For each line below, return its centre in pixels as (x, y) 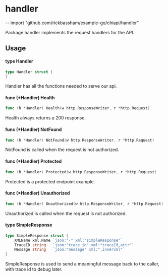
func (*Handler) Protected (34, 161)
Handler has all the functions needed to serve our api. (61, 86)
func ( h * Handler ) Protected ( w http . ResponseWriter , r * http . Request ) (81, 172)
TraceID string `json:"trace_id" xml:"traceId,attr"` (74, 245)
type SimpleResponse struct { (37, 235)
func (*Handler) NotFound (34, 129)
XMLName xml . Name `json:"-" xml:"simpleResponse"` (69, 240)
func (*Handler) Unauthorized (38, 193)
